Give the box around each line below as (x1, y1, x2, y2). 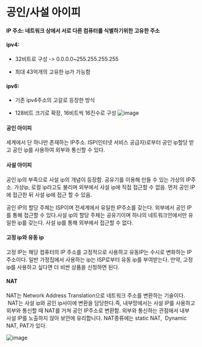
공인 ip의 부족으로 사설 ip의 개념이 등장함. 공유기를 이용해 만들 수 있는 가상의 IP (6, 176, 191, 183)
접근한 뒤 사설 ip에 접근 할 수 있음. (12, 191, 92, 198)
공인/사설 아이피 (6, 5, 81, 19)
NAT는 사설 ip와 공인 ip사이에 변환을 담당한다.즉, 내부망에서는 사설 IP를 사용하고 (7, 299, 195, 307)
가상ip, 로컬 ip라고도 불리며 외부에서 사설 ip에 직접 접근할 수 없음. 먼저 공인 (14, 183, 189, 191)
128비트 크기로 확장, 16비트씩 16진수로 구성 (14, 109, 117, 116)
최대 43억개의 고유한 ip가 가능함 (14, 68, 91, 75)
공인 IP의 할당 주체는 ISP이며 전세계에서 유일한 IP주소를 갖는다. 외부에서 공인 (6, 203, 186, 211)
